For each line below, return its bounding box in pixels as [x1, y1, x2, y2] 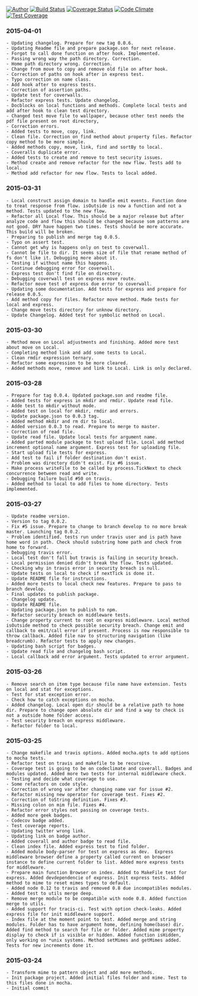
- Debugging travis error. [6, 550, 73, 556]
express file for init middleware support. [6, 912, 116, 918]
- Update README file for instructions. [6, 576, 108, 582]
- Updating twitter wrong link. [6, 828, 86, 834]
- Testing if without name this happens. [6, 260, 110, 266]
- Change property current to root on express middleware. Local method [6, 617, 190, 624]
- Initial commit [6, 985, 49, 991]
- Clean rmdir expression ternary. [6, 354, 94, 361]
